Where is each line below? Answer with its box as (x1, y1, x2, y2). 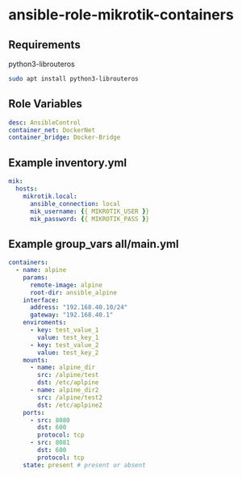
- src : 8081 (29, 438, 70, 447)
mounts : (23, 356, 48, 364)
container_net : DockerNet (8, 126, 95, 134)
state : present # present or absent (23, 461, 147, 469)
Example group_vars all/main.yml (8, 236, 179, 251)
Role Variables (8, 97, 82, 111)
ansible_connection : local (29, 199, 121, 207)
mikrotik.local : (23, 192, 78, 200)
